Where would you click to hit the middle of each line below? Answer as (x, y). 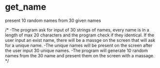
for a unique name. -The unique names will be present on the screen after (79, 45)
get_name (26, 7)
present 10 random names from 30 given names (53, 20)
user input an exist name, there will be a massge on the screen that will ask (80, 40)
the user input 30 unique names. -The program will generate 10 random (77, 51)
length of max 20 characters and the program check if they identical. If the (80, 35)
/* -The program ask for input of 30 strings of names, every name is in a (77, 30)
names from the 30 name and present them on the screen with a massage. (80, 55)
